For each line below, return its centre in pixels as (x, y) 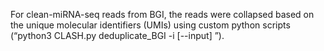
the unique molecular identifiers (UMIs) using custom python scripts (150, 25)
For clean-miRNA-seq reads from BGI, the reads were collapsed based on (162, 14)
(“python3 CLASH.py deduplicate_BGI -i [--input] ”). (117, 35)
